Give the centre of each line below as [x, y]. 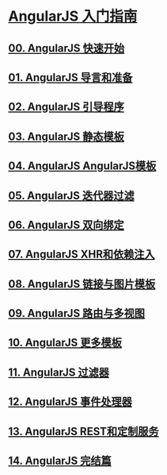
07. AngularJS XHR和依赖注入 [82, 255]
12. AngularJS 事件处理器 [70, 402]
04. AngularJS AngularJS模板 [82, 166]
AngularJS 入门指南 [73, 16]
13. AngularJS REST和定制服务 [84, 431]
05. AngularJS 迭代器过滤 [71, 195]
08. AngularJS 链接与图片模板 [82, 284]
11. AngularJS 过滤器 [59, 372]
